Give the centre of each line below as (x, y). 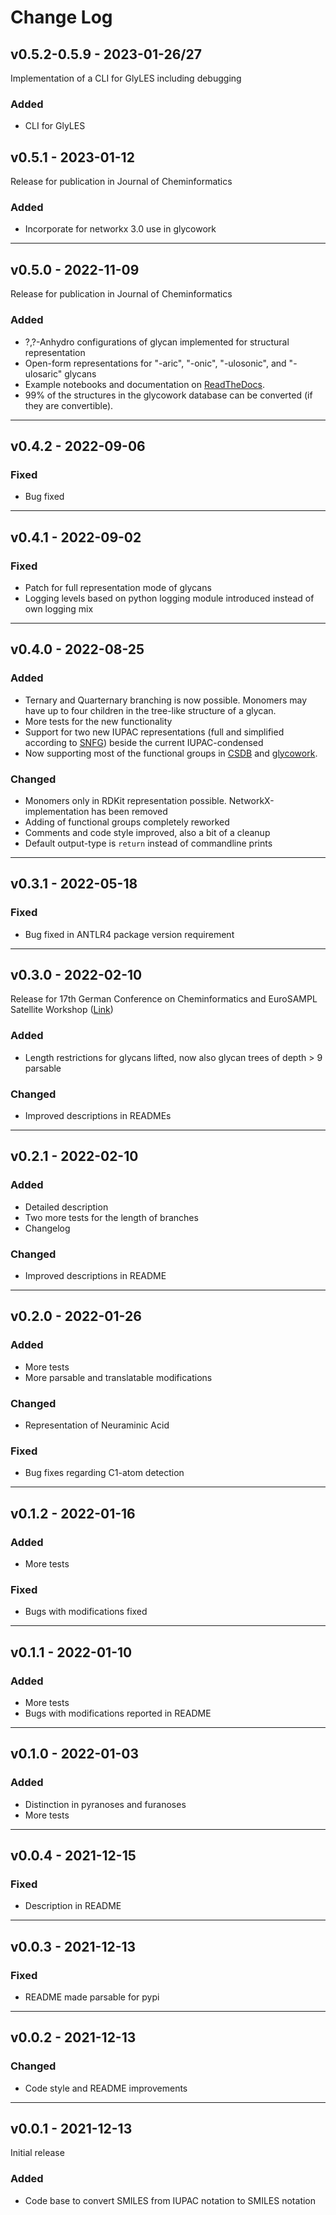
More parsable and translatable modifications (118, 1377)
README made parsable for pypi (92, 1997)
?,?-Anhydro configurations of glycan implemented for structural (157, 342)
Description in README (73, 1906)
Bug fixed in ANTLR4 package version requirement (129, 934)
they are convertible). (69, 405)
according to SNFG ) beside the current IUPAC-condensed (144, 742)
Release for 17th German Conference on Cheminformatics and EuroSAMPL (164, 999)
